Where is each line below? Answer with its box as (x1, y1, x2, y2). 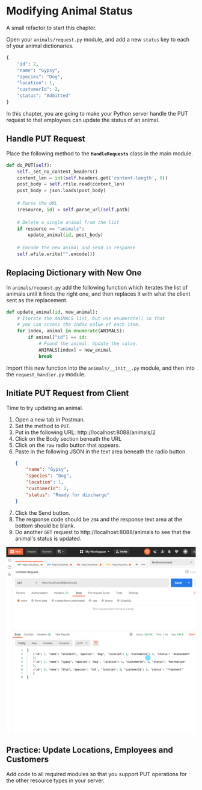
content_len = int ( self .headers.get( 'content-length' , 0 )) (17, 175, 168, 181)
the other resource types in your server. (6, 777, 105, 784)
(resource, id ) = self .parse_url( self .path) (17, 207, 130, 213)
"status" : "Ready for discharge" (26, 492, 110, 498)
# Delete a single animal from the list (17, 219, 120, 225)
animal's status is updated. (14, 535, 82, 542)
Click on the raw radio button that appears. (14, 441, 120, 449)
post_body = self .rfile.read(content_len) (17, 181, 125, 187)
